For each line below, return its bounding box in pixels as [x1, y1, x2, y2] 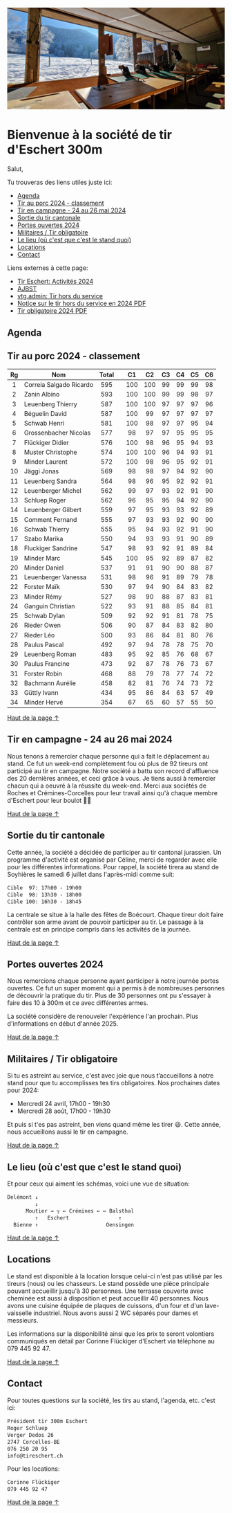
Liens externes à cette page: [7, 264, 88, 272]
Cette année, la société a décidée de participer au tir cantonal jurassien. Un [7, 848, 222, 856]
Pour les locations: [7, 1465, 60, 1473]
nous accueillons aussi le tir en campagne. [7, 1127, 128, 1136]
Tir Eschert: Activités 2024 [17, 278, 94, 286]
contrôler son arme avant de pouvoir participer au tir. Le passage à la [7, 918, 204, 926]
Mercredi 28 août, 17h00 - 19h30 [17, 1107, 110, 1115]
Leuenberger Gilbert [23, 506, 81, 514]
